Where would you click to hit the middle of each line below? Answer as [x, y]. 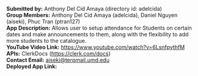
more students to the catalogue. [46, 41]
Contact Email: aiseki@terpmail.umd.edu [58, 60]
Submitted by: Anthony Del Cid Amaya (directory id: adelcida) [84, 9]
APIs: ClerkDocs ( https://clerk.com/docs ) [58, 53]
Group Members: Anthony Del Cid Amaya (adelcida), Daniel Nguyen [92, 15]
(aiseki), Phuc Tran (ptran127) [43, 21]
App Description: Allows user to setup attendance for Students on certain [99, 28]
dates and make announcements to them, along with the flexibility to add [97, 34]
